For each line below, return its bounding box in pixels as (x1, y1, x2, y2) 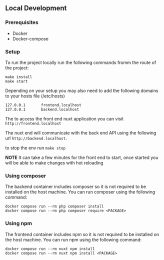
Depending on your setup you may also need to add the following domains (5, 87, 158, 93)
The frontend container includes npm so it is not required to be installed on (5, 231, 159, 237)
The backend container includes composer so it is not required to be (5, 183, 146, 189)
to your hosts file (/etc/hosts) (5, 92, 65, 99)
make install (5, 74, 32, 79)
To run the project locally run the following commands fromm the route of (5, 59, 156, 65)
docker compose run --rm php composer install (5, 204, 104, 209)
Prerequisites (5, 19, 38, 26)
